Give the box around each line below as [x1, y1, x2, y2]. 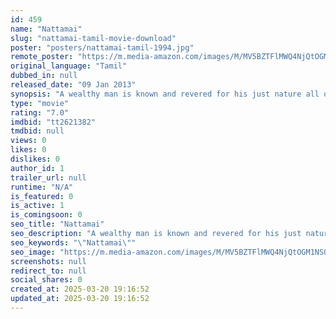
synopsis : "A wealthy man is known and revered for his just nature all [10, 89, 320, 99]
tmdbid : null [10, 126, 65, 136]
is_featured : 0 [10, 191, 74, 201]
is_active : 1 [10, 201, 65, 211]
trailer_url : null [10, 172, 87, 183]
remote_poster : [10, 52, 74, 62]
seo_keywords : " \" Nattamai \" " [10, 237, 137, 248]
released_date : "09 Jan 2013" [10, 80, 137, 90]
